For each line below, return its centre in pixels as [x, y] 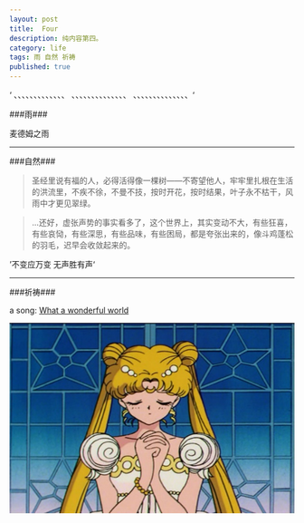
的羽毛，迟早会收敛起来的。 [83, 245]
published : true [40, 67]
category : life [38, 48]
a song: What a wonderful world [69, 310]
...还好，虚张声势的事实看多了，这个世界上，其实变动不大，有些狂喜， [161, 223]
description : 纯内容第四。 [56, 38]
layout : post [34, 19]
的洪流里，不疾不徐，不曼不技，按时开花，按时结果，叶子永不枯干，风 [162, 192]
